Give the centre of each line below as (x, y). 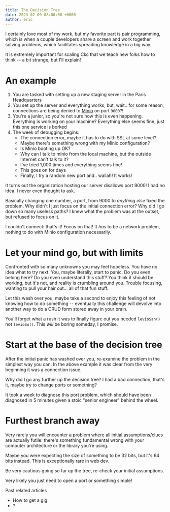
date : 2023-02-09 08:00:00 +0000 (41, 15)
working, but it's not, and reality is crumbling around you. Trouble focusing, (84, 283)
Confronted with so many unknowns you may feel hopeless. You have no (81, 267)
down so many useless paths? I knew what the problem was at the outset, (82, 212)
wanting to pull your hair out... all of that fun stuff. (57, 288)
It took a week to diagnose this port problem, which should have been (78, 395)
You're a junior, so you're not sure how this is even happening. (78, 116)
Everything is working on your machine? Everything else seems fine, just (89, 122)
